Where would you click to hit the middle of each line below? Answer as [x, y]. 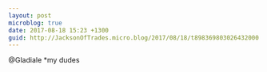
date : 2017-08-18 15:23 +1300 [59, 30]
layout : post [30, 15]
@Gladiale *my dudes [44, 60]
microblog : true [35, 23]
